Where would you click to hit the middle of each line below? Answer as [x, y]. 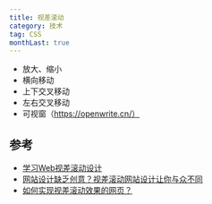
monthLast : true [39, 42]
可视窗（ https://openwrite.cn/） [81, 114]
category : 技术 [36, 26]
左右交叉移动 [46, 103]
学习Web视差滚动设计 [62, 168]
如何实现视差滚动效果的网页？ [77, 191]
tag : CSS [25, 34]
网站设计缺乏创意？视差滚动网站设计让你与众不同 [112, 179]
